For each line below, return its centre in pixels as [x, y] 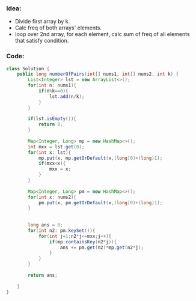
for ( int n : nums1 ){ [52, 85]
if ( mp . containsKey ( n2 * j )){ [83, 242]
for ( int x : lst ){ [49, 152]
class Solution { [28, 68]
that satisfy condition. [42, 41]
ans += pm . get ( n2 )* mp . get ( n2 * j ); [102, 248]
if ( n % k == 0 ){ [53, 91]
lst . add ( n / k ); [67, 96]
